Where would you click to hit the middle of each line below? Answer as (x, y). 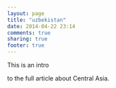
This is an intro (28, 65)
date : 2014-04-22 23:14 (41, 26)
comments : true (29, 33)
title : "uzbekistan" (37, 20)
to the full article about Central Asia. (58, 78)
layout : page (26, 13)
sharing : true (28, 39)
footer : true (26, 45)
